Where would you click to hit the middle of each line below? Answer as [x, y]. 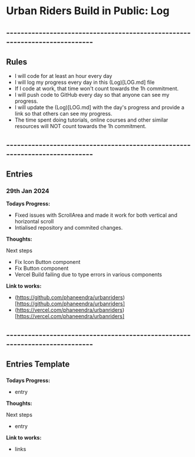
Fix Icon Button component [47, 262]
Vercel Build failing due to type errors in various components [88, 275]
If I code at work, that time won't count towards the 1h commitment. [97, 89]
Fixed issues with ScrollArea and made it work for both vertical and [96, 215]
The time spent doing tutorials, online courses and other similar [91, 120]
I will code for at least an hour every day [63, 76]
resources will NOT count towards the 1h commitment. [80, 126]
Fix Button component [42, 268]
